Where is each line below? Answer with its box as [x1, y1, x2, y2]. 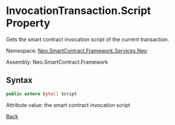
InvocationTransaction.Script [6, 4, 151, 18]
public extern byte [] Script [6, 91, 77, 97]
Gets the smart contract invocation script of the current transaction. [6, 36, 170, 43]
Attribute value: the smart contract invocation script [6, 101, 131, 109]
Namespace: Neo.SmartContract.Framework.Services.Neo [6, 47, 147, 54]
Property [6, 16, 51, 30]
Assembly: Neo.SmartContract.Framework [6, 58, 108, 65]
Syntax [6, 75, 33, 85]
